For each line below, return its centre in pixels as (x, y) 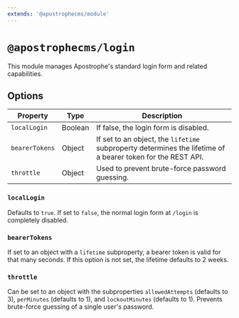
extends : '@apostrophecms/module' (59, 14)
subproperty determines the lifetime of (160, 148)
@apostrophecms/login (71, 47)
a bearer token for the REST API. (150, 157)
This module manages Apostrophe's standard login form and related (107, 66)
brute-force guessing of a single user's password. (81, 307)
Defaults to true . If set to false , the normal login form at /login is (103, 212)
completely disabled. (38, 220)
